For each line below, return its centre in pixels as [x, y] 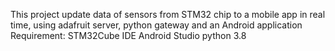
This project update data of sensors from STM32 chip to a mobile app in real [168, 14]
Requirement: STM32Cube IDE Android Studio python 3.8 [128, 35]
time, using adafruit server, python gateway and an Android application [156, 25]
